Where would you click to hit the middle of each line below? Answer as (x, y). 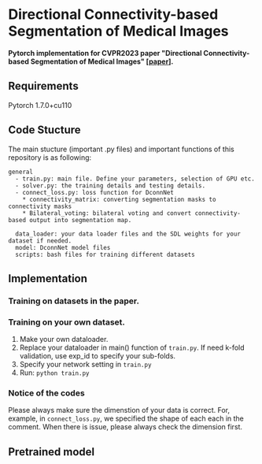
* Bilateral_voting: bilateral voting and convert (107, 213)
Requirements (43, 86)
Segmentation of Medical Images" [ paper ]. (102, 61)
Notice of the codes (46, 393)
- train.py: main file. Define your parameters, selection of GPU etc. (135, 179)
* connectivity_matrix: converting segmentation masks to (119, 199)
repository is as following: (50, 157)
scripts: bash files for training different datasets (105, 254)
